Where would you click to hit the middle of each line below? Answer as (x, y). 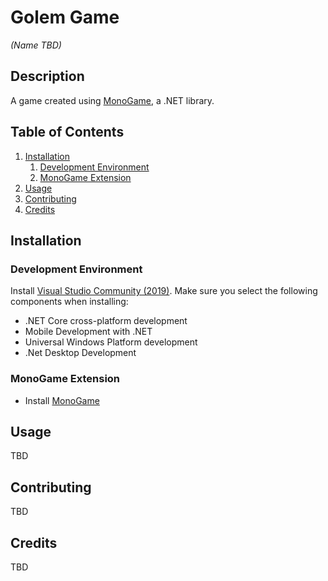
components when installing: (69, 302)
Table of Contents (67, 132)
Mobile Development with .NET (88, 332)
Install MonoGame (62, 400)
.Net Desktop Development (80, 353)
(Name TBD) (36, 45)
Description (47, 76)
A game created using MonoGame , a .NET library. (112, 100)
